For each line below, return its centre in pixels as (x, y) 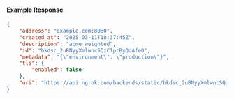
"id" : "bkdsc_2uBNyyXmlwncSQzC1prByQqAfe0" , (85, 50)
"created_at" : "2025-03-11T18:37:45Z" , (77, 37)
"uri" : (29, 83)
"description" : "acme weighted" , (68, 44)
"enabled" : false (57, 70)
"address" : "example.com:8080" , (66, 31)
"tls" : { (32, 63)
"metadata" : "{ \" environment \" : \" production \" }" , (94, 57)
